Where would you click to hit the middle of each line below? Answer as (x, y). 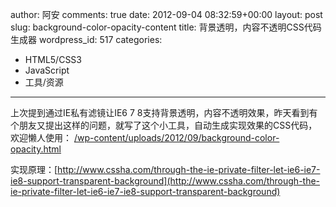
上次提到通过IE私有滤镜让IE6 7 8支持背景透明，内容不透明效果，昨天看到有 (164, 112)
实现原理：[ (34, 169)
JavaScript (47, 70)
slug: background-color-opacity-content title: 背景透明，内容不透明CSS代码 (166, 27)
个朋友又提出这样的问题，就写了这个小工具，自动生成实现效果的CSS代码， (164, 125)
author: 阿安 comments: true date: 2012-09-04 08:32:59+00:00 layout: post (166, 14)
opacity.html (36, 149)
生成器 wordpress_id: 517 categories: (86, 39)
